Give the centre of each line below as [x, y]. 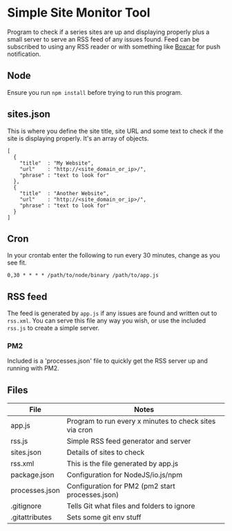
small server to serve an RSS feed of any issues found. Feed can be [104, 39]
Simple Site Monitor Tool [79, 13]
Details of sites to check [106, 453]
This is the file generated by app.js [122, 464]
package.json [32, 475]
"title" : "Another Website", [65, 193]
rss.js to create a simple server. [54, 328]
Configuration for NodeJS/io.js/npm [125, 475]
